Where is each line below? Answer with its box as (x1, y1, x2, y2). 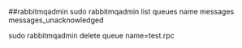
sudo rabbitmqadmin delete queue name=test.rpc (8, 31, 175, 40)
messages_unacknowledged (8, 15, 104, 25)
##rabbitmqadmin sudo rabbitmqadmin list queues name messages (8, 7, 235, 16)
